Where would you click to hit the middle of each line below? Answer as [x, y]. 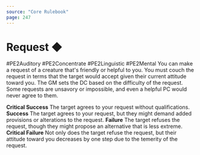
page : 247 [19, 17]
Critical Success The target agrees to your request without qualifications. [98, 107]
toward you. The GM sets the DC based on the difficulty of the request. [95, 83]
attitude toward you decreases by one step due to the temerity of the [92, 139]
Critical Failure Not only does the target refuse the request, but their [92, 133]
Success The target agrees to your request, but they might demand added [99, 114]
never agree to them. [32, 96]
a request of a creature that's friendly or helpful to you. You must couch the [100, 70]
